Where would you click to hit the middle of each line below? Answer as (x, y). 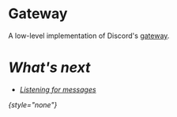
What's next (49, 68)
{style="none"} (33, 104)
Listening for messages (58, 89)
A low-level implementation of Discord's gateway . (89, 36)
